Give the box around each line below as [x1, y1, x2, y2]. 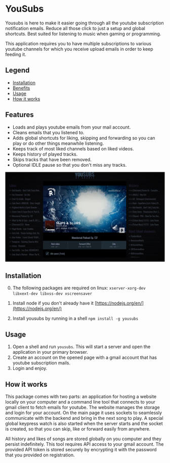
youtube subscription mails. [12, 360, 71, 366]
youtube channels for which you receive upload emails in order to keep [5, 46, 153, 52]
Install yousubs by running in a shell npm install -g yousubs [12, 316, 139, 322]
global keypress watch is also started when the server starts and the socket [5, 420, 163, 427]
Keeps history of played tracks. [12, 151, 78, 157]
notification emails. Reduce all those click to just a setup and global [5, 25, 145, 31]
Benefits [12, 85, 30, 91]
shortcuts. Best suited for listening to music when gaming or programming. [5, 30, 161, 37]
